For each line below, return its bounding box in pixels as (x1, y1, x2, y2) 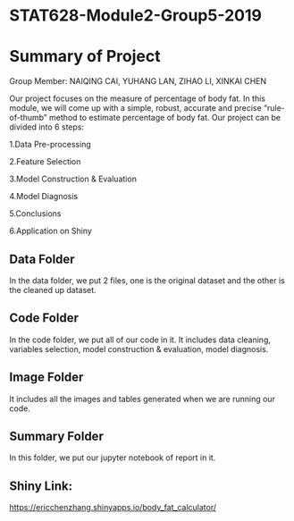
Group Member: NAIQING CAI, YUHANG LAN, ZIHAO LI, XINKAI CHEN (9, 76, 267, 87)
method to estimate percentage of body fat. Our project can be (48, 113, 281, 123)
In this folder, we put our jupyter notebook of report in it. (9, 452, 216, 463)
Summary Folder (9, 428, 105, 443)
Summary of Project (9, 46, 161, 67)
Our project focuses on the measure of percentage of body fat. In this (9, 93, 266, 104)
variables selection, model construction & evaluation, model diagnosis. (9, 343, 269, 354)
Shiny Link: (9, 478, 73, 493)
